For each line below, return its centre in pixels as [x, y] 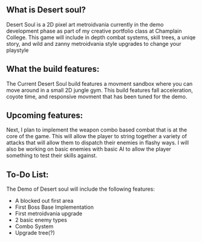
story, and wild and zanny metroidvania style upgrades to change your [94, 43]
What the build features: [53, 69]
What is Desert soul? [46, 10]
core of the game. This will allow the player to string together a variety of [96, 136]
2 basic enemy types [41, 220]
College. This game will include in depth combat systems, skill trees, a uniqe [101, 37]
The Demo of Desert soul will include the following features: [80, 189]
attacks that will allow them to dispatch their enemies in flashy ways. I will [97, 143]
